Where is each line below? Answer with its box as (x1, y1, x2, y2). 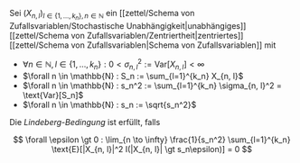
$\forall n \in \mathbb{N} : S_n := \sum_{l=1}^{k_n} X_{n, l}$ (22, 70, 244, 81)
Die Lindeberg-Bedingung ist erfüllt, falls (9, 116, 161, 127)
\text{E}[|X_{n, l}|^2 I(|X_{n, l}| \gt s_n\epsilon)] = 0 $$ (51, 143, 253, 154)
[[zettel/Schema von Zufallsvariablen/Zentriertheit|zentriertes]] (9, 31, 244, 41)
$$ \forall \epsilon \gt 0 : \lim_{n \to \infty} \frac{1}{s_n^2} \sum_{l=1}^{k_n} (13, 134, 291, 145)
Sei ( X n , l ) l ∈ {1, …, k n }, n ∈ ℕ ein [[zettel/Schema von (9, 8, 195, 22)
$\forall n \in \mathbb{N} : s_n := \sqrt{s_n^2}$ (22, 99, 197, 110)
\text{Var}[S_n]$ (22, 89, 84, 100)
